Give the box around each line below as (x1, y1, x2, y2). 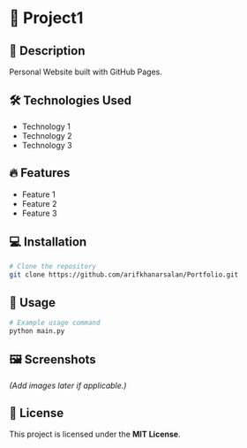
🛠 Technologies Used (9, 93, 132, 109)
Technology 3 (21, 140, 72, 150)
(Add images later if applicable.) (9, 380, 127, 391)
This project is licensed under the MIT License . (9, 429, 181, 440)
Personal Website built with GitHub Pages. (9, 66, 163, 77)
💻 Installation (9, 234, 87, 250)
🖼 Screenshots (9, 353, 97, 368)
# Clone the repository (9, 262, 97, 271)
